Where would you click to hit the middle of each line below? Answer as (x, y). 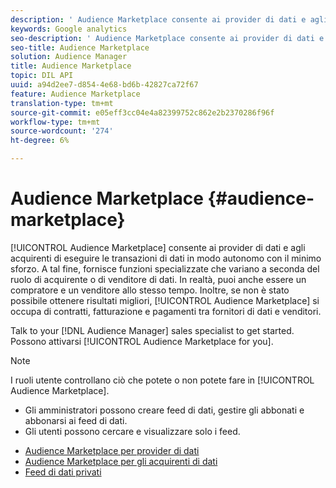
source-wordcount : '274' (62, 131)
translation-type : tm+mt (62, 103)
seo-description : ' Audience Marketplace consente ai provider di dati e (167, 38)
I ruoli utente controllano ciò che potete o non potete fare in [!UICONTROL (162, 380)
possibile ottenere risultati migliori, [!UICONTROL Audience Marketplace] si (165, 300)
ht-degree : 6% (40, 141)
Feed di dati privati (63, 472)
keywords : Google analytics (69, 29)
